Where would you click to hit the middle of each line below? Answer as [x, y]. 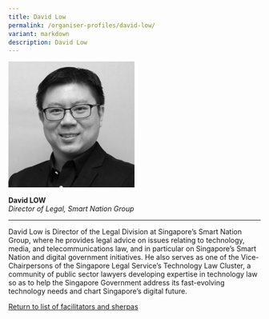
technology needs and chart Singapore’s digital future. [98, 291]
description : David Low [48, 42]
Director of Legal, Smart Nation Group [71, 209]
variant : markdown [39, 34]
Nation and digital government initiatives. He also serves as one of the [124, 257]
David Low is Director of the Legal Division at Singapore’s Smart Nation [125, 232]
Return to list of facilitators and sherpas [73, 307]
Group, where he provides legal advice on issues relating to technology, [127, 241]
